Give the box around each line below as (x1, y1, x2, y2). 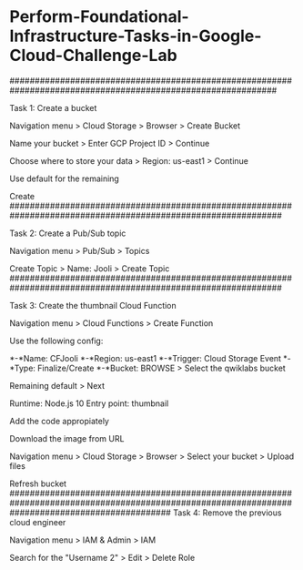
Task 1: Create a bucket (9, 102, 97, 113)
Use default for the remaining (9, 173, 120, 184)
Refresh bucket (9, 478, 66, 489)
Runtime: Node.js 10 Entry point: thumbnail (9, 398, 169, 409)
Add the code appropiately (9, 415, 109, 426)
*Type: (9, 362, 36, 373)
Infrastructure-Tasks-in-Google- (9, 25, 262, 46)
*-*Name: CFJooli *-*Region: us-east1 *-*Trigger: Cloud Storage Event (9, 352, 282, 363)
